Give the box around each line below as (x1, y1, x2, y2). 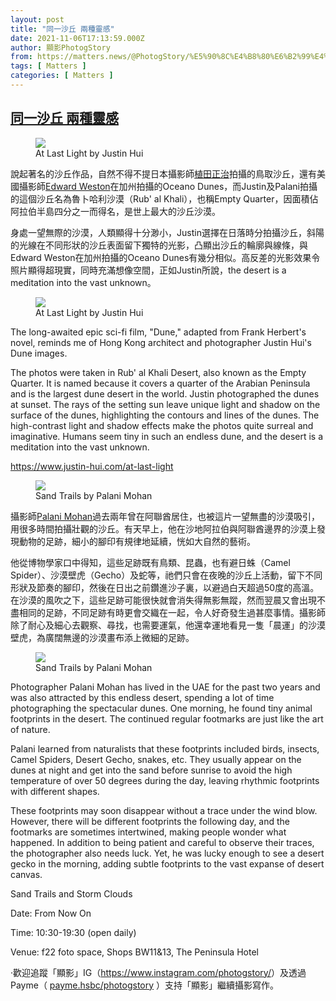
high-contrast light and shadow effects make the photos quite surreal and (10, 419, 314, 431)
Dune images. (10, 347, 68, 359)
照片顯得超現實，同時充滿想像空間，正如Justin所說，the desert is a (10, 264, 287, 276)
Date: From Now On (10, 907, 92, 919)
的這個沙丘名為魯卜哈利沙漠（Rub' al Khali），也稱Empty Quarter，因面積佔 (10, 192, 319, 205)
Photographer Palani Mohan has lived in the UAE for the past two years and (10, 681, 321, 693)
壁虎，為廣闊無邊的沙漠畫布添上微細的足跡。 (10, 631, 195, 643)
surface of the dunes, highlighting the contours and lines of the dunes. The (10, 409, 320, 421)
